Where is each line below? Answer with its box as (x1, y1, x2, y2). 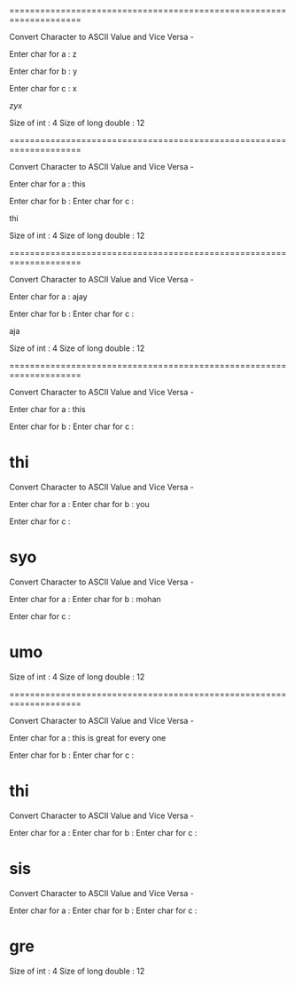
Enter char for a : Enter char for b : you (9, 498, 150, 509)
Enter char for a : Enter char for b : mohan (9, 593, 161, 604)
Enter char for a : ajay (9, 291, 88, 302)
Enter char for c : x (9, 83, 77, 93)
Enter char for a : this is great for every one (9, 732, 167, 743)
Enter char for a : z (9, 49, 77, 59)
